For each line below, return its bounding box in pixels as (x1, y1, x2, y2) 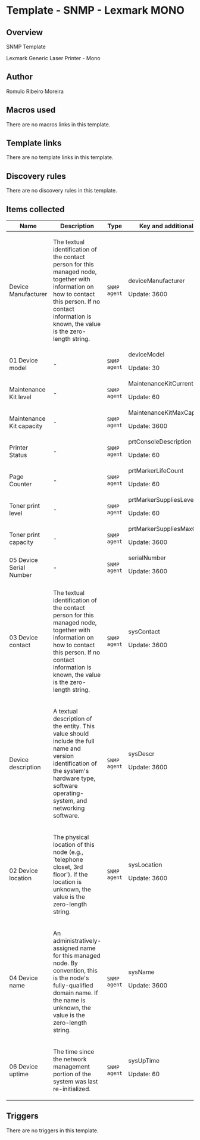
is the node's (52, 974, 89, 982)
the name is (52, 996, 86, 1005)
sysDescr (128, 750, 155, 758)
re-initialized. (52, 1085, 91, 1094)
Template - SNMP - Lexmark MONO (6, 4, 185, 17)
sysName (128, 968, 155, 976)
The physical (52, 833, 89, 841)
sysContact (128, 628, 161, 636)
